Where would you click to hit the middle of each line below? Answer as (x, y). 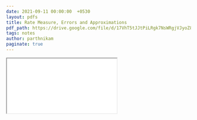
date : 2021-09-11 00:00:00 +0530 (48, 11)
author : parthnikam (30, 39)
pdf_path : (18, 28)
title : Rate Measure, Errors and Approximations (67, 22)
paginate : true (25, 44)
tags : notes (21, 33)
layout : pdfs (22, 17)
